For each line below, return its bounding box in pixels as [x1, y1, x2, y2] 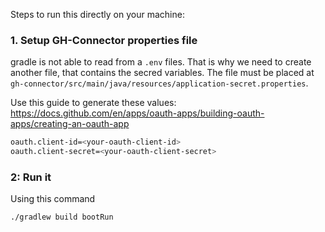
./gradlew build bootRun [10, 212, 114, 223]
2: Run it [10, 170, 52, 184]
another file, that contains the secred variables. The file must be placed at [10, 67, 315, 79]
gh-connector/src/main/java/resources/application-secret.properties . [10, 77, 309, 89]
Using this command [10, 193, 96, 205]
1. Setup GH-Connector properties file [10, 33, 198, 47]
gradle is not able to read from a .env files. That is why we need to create [10, 56, 312, 68]
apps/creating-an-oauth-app [10, 118, 130, 130]
